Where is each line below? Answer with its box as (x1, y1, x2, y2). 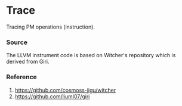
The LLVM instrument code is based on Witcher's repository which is (6, 52, 176, 59)
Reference (6, 73, 37, 81)
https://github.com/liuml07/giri (14, 93, 90, 100)
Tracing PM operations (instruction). (6, 23, 95, 30)
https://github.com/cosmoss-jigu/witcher (14, 86, 116, 93)
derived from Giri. (6, 58, 50, 66)
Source (6, 38, 28, 46)
